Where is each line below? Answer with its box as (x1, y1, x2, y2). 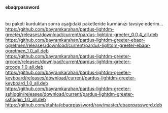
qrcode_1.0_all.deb (5, 64, 44, 70)
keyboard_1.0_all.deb (5, 80, 48, 87)
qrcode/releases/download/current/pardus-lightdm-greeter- (5, 59, 131, 65)
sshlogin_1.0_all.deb (5, 97, 46, 103)
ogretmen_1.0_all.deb (5, 48, 49, 54)
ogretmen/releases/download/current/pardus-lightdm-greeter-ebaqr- (5, 42, 151, 48)
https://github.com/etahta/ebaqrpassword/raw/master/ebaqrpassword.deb (5, 102, 162, 108)
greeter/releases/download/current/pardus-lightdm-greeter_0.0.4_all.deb (5, 32, 158, 38)
